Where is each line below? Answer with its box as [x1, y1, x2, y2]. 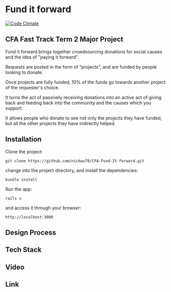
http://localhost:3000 [5, 214, 53, 219]
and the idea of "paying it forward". [5, 54, 79, 60]
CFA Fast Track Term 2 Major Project [5, 35, 124, 44]
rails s [5, 196, 22, 201]
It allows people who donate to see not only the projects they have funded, [5, 115, 162, 121]
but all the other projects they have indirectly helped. [5, 120, 116, 126]
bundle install [5, 177, 38, 182]
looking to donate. [5, 69, 43, 75]
